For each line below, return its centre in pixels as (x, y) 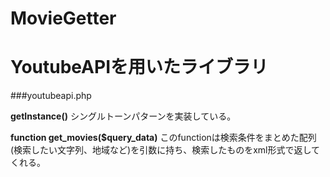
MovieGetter (63, 18)
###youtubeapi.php (51, 96)
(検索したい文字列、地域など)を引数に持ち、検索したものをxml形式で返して (165, 150)
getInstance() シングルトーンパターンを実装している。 (123, 116)
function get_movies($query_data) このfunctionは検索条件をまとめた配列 (163, 138)
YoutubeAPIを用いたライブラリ (139, 67)
